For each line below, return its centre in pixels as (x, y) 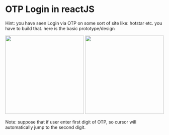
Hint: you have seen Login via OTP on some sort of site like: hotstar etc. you (84, 23)
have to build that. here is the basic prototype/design (60, 28)
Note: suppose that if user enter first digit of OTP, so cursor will (71, 122)
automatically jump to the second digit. (46, 127)
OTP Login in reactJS (50, 9)
